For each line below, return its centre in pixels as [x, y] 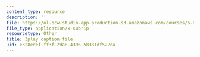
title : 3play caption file [40, 39]
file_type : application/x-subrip [48, 28]
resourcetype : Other [32, 34]
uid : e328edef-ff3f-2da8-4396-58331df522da [61, 45]
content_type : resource [36, 12]
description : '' [26, 17]
